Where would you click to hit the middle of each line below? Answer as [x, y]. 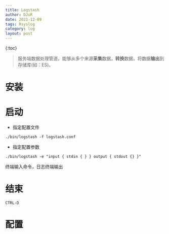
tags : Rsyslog [20, 24]
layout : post [19, 34]
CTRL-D [12, 203]
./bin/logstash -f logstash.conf [40, 137]
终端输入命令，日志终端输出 [34, 167]
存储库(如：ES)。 [35, 65]
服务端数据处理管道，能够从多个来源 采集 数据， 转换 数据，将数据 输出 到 [91, 58]
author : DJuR [19, 15]
